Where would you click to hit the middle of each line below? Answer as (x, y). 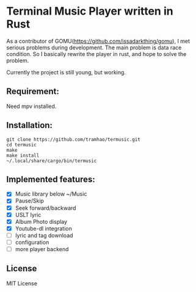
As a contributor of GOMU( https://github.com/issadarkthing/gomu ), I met (98, 41)
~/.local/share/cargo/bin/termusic (52, 161)
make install (23, 155)
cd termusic (21, 144)
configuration (32, 242)
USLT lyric (28, 215)
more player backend (42, 249)
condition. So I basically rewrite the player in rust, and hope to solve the (96, 54)
